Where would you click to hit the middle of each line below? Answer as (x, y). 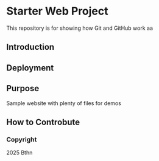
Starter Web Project (57, 11)
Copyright (22, 139)
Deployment (30, 68)
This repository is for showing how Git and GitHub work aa (80, 28)
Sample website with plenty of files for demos (64, 103)
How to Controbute (43, 122)
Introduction (30, 47)
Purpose (23, 88)
